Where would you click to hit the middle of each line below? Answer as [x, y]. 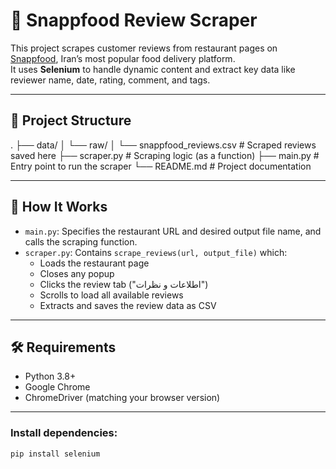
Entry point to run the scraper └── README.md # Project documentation [161, 166]
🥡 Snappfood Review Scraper [134, 20]
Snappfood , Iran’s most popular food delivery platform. [123, 58]
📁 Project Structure [71, 120]
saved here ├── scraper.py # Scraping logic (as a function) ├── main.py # [165, 155]
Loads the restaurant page [94, 263]
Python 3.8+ [50, 376]
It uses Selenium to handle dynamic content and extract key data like [153, 69]
